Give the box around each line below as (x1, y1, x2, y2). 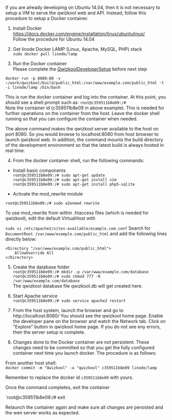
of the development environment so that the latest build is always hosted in (5, 142, 164, 148)
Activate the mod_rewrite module (12, 191, 83, 197)
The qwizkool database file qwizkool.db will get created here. (12, 283, 143, 289)
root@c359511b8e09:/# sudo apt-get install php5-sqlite (12, 182, 135, 187)
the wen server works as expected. (5, 410, 80, 415)
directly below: (5, 236, 37, 242)
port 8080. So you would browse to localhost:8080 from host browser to (5, 131, 159, 137)
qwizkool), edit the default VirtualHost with (5, 215, 96, 221)
